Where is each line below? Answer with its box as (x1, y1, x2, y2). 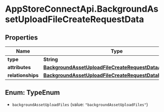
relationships (7, 72, 39, 79)
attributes (7, 64, 31, 70)
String (43, 56, 58, 63)
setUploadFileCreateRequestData (5, 14, 144, 25)
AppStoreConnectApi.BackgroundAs (5, 3, 159, 15)
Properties (5, 33, 38, 42)
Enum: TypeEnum (5, 89, 60, 97)
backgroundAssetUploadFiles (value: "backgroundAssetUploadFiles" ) (12, 101, 148, 107)
